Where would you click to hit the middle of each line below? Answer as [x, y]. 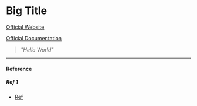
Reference [19, 69]
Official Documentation [34, 38]
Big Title [27, 11]
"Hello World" [37, 49]
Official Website [25, 27]
